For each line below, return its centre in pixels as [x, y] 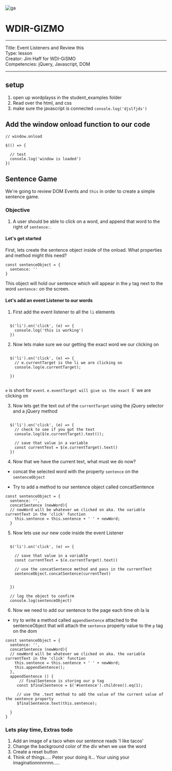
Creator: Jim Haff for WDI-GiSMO [40, 59]
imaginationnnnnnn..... [36, 763]
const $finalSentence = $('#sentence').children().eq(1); [80, 686]
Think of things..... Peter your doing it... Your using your [71, 757]
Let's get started [24, 238]
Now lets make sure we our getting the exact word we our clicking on [86, 345]
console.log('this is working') [49, 331]
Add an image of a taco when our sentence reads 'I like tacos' [78, 741]
